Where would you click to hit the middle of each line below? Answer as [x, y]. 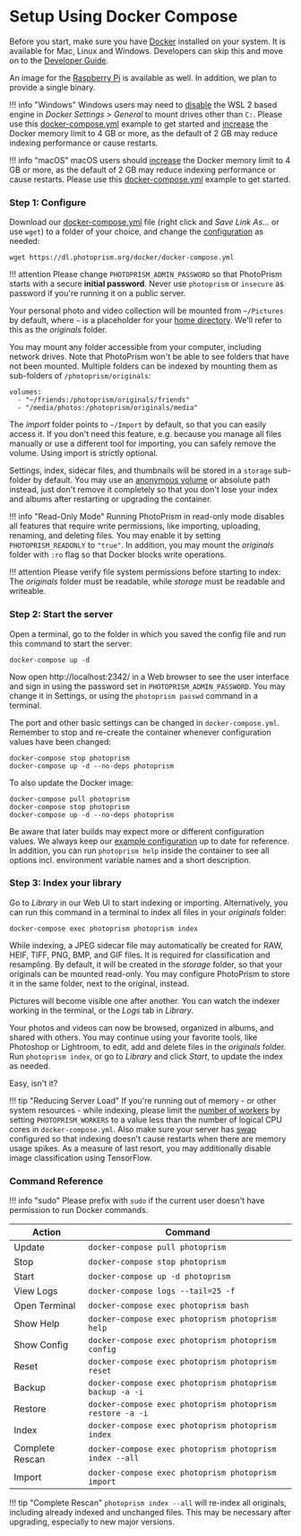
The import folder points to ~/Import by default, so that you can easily [138, 424]
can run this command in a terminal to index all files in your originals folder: [148, 912]
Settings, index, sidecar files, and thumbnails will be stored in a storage [141, 471]
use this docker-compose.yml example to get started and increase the [139, 124]
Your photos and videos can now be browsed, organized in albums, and [142, 1027]
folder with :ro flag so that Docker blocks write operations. [118, 554]
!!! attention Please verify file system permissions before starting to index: [145, 572]
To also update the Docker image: [72, 782]
